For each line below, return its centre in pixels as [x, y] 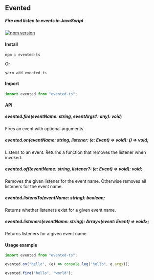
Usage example [21, 245]
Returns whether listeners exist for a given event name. [61, 210]
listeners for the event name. [34, 187]
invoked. [14, 158]
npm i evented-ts [23, 55]
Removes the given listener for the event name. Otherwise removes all [76, 181]
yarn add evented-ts [26, 73]
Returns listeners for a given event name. [46, 234]
